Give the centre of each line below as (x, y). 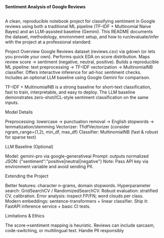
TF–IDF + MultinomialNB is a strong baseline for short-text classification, (78, 87)
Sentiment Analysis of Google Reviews (45, 7)
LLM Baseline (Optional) (29, 146)
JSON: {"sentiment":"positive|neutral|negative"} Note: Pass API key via (77, 161)
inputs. (12, 102)
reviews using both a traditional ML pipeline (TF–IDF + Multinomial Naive (78, 26)
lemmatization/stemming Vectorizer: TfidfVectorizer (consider (67, 126)
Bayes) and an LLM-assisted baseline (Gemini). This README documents (79, 31)
